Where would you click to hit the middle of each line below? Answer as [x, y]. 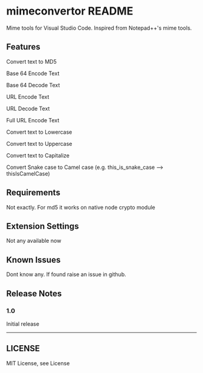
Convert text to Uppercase [39, 144]
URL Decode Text [28, 108]
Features [23, 47]
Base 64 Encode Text [33, 73]
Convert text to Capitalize [38, 155]
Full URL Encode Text [33, 120]
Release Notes [34, 293]
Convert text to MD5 [32, 61]
